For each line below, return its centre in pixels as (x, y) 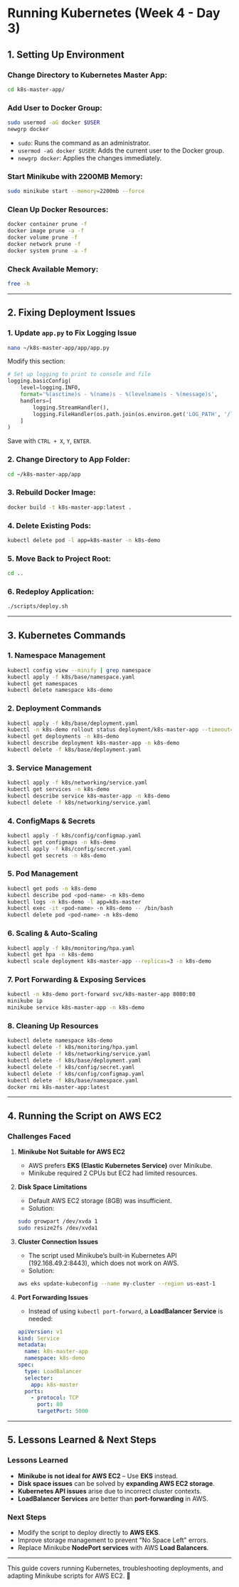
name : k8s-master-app (57, 1352)
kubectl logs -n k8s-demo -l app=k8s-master (74, 902)
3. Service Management (50, 767)
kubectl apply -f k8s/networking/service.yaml (78, 783)
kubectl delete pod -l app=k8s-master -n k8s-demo (84, 540)
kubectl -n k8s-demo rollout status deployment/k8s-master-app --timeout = (121, 730)
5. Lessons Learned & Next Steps (82, 1440)
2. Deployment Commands (54, 708)
